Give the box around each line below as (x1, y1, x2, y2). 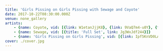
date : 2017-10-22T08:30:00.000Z (5, 12, 70, 17)
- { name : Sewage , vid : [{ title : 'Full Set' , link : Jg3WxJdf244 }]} (14, 30, 151, 34)
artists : (5, 20, 23, 26)
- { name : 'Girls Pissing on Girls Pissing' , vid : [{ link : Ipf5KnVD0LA (14, 34, 160, 39)
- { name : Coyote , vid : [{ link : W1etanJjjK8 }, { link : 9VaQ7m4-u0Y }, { (14, 25, 158, 30)
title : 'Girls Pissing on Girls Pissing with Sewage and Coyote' (5, 7, 140, 12)
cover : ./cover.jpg (5, 39, 45, 44)
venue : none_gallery (5, 16, 47, 21)
